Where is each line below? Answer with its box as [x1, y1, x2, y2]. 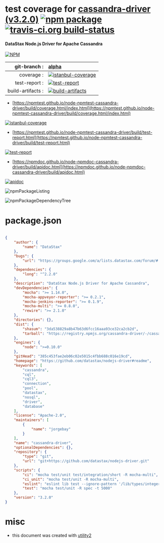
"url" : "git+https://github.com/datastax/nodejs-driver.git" [22, 459, 150, 464]
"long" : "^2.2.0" [22, 272, 58, 277]
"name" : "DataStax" [22, 245, 62, 249]
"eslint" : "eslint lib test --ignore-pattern [22, 481, 117, 486]
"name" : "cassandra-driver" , [14, 440, 73, 445]
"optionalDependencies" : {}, [14, 445, 73, 450]
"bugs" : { [14, 253, 34, 258]
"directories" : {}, [14, 318, 54, 322]
